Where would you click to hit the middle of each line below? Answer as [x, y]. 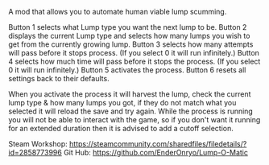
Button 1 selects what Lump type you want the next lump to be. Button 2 [128, 27]
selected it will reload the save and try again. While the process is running [131, 111]
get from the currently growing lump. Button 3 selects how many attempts [131, 44]
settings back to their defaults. [59, 78]
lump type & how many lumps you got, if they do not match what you [122, 103]
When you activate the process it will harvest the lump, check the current [130, 94]
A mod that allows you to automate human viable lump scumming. [118, 12]
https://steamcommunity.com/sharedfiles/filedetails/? [158, 144]
